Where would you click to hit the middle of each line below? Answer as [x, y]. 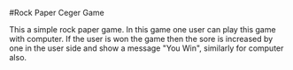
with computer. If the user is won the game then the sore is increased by [141, 39]
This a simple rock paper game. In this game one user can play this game [143, 29]
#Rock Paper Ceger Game [57, 13]
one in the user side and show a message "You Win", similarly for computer [146, 48]
